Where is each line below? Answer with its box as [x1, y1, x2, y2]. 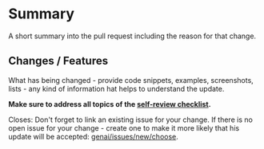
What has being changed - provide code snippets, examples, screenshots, [8, 75, 254, 84]
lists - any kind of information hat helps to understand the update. [8, 84, 225, 93]
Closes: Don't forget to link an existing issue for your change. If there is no [8, 115, 254, 124]
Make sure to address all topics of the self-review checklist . [8, 99, 211, 108]
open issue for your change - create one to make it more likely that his [8, 123, 240, 132]
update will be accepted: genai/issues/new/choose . [8, 131, 178, 141]
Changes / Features [8, 54, 109, 68]
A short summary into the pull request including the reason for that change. [8, 31, 257, 41]
